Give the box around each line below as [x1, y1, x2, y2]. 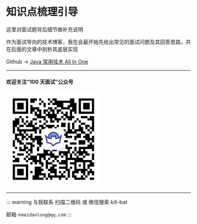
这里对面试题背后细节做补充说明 [6, 26, 83, 33]
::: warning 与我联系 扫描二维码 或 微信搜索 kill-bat [6, 199, 128, 206]
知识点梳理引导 [6, 5, 79, 19]
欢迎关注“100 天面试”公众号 [6, 78, 74, 85]
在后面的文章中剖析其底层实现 [6, 45, 78, 53]
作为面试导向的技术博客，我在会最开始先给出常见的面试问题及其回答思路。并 [6, 38, 191, 45]
